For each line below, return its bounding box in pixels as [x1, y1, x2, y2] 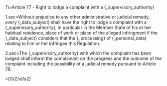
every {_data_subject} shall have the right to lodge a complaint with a [5, 19, 147, 25]
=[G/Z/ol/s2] [5, 76, 31, 81]
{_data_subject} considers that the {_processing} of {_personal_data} [5, 35, 147, 41]
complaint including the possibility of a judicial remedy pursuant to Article [5, 61, 156, 66]
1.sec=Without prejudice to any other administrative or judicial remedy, [5, 14, 150, 19]
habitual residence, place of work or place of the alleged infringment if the [5, 30, 158, 35]
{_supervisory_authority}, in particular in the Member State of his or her [5, 24, 152, 30]
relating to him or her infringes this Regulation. [5, 40, 101, 46]
